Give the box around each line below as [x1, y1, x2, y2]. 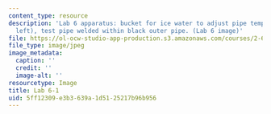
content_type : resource [8, 11, 89, 20]
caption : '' [15, 57, 56, 65]
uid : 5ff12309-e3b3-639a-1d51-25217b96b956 [8, 94, 157, 102]
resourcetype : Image [8, 79, 78, 87]
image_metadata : [8, 49, 63, 57]
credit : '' [15, 64, 52, 72]
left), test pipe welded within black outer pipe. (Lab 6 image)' [15, 26, 244, 35]
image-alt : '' [15, 71, 63, 79]
